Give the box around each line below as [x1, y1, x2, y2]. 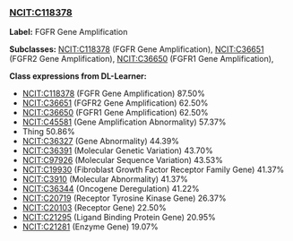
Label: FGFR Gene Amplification [9, 27, 128, 38]
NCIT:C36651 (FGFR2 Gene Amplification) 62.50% [22, 98, 209, 108]
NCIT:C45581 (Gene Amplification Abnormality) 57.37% [22, 116, 227, 127]
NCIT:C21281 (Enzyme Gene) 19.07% [22, 221, 159, 232]
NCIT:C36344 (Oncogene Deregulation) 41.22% [22, 184, 200, 194]
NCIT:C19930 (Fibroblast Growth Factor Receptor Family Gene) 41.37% [22, 164, 285, 176]
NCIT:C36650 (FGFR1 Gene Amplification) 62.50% [22, 108, 209, 118]
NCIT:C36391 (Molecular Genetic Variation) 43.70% [22, 145, 213, 156]
